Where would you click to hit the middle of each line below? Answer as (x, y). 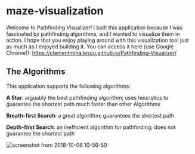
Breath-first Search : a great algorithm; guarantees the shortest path (90, 115)
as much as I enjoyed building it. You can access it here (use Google (90, 47)
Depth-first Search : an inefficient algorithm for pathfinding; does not (91, 127)
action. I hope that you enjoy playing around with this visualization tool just (97, 40)
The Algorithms (36, 72)
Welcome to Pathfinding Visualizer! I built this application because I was (95, 27)
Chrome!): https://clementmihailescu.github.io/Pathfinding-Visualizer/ (92, 53)
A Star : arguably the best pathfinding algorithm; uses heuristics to (87, 97)
